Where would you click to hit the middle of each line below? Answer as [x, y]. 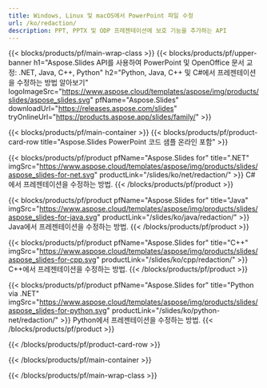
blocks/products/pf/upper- [213, 53]
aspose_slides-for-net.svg [51, 175]
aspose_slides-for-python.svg [58, 311]
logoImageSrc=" [35, 92]
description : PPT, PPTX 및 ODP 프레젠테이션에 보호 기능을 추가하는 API [118, 30]
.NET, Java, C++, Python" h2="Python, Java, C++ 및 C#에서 [117, 73]
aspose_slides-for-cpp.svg [52, 259]
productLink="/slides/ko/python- [166, 311]
